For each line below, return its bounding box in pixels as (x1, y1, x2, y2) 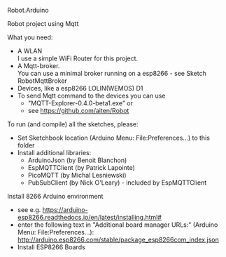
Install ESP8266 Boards (17, 243, 85, 251)
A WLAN (17, 47, 43, 55)
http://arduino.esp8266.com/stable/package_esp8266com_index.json (17, 235, 219, 244)
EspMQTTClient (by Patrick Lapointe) (27, 164, 135, 171)
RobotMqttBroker (17, 77, 68, 85)
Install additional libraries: (17, 149, 92, 157)
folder (17, 141, 35, 150)
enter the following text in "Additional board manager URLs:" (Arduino (17, 220, 218, 229)
